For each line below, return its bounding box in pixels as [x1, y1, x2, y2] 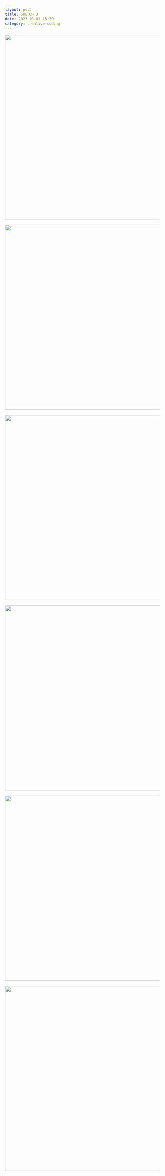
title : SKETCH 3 [5, 12, 38, 17]
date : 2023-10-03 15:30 [5, 16, 54, 21]
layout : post [5, 7, 32, 12]
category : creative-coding [5, 21, 60, 26]
